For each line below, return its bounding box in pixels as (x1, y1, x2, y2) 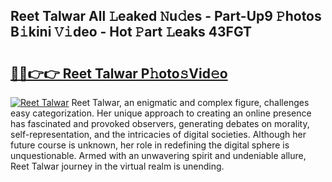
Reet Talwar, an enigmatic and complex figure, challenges (71, 97, 310, 108)
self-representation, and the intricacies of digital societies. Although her (10, 129, 307, 140)
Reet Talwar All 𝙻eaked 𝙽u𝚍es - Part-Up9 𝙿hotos (10, 8, 322, 25)
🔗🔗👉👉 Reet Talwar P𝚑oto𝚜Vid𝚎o (10, 65, 228, 82)
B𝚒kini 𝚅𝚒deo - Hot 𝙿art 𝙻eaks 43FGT (10, 24, 253, 41)
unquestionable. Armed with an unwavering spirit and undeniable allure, (10, 150, 307, 161)
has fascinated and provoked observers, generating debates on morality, (10, 118, 310, 129)
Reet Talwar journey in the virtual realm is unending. (10, 160, 225, 172)
